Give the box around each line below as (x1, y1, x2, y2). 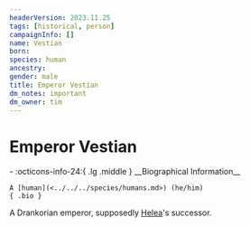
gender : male (9, 72, 59, 81)
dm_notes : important (9, 89, 88, 98)
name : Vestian (9, 38, 63, 48)
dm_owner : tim (9, 97, 63, 107)
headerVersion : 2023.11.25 (9, 13, 111, 23)
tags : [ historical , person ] (9, 22, 116, 31)
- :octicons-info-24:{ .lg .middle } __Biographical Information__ (9, 166, 241, 177)
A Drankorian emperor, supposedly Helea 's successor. (9, 207, 212, 218)
